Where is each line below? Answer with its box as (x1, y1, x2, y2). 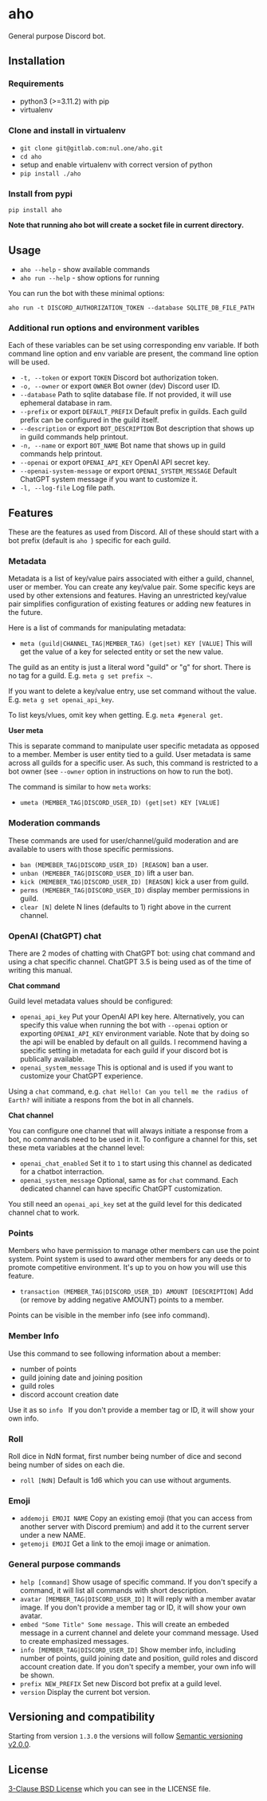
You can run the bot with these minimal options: (8, 289, 165, 298)
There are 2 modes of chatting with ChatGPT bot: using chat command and (8, 948, 256, 958)
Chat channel (8, 1110, 54, 1121)
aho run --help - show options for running (19, 273, 160, 283)
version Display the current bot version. (19, 1687, 151, 1697)
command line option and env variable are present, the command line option (8, 349, 259, 359)
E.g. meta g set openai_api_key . (8, 695, 115, 704)
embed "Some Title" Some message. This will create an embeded (19, 1619, 230, 1629)
